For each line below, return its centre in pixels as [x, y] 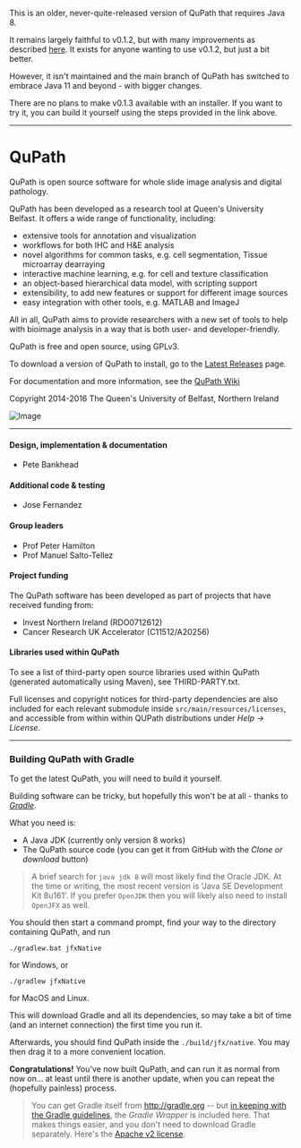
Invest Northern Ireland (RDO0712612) [92, 622]
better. [21, 59]
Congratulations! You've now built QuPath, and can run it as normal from [145, 1069]
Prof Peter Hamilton [59, 545]
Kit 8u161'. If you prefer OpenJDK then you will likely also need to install [159, 895]
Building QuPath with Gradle [72, 758]
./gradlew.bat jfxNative [56, 948]
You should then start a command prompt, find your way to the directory [143, 922]
